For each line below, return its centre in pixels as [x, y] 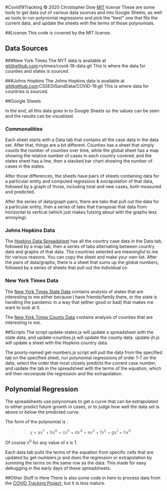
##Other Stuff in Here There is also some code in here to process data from [83, 478]
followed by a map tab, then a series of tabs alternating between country [80, 246]
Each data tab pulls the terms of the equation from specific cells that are [79, 452]
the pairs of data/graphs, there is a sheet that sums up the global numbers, [82, 262]
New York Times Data [32, 280]
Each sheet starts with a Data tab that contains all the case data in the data [82, 140]
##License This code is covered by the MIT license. [58, 33]
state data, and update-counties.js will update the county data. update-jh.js [83, 337]
